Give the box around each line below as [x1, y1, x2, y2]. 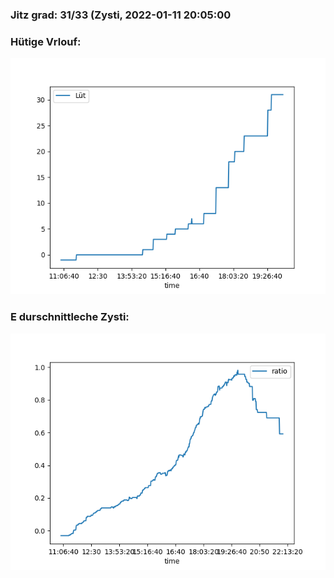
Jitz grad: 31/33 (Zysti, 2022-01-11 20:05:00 [10, 8, 232, 22]
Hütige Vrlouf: [10, 34, 82, 48]
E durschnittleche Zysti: [10, 310, 130, 324]
